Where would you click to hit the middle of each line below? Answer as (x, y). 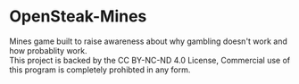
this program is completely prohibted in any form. (100, 70)
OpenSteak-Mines (78, 17)
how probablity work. (48, 50)
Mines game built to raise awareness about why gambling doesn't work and (149, 41)
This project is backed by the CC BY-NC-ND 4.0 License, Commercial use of (150, 60)
